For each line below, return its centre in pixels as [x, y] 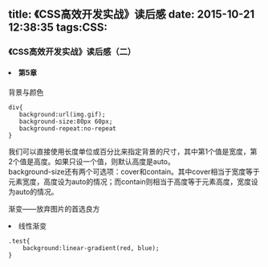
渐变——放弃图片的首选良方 [54, 208]
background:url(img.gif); [62, 114]
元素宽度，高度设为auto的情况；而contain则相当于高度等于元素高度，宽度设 [133, 181]
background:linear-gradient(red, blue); [91, 248]
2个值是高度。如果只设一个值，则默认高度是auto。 [91, 161]
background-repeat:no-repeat [67, 128]
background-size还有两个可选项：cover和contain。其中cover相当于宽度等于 [134, 171]
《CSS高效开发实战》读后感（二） [72, 52]
